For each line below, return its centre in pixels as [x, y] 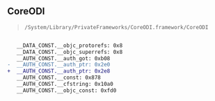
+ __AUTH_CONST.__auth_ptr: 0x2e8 [59, 71]
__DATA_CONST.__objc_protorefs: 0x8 [70, 45]
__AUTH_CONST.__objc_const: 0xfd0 [66, 90]
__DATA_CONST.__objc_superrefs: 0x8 [70, 52]
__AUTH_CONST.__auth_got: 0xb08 [63, 58]
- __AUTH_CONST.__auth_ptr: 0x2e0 [59, 65]
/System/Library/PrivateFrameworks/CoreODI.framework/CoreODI [116, 27]
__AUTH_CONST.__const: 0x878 [58, 78]
